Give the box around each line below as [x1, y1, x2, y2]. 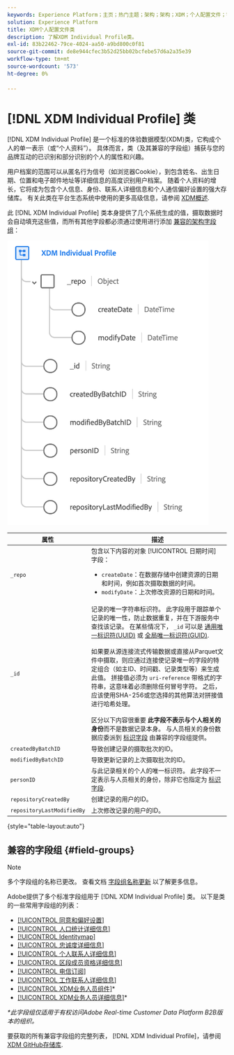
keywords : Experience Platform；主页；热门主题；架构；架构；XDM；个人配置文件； [7, 11, 226, 18]
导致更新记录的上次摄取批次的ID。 [91, 755, 189, 763]
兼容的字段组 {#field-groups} [7, 844, 135, 856]
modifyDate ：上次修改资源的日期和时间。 [101, 588, 219, 596]
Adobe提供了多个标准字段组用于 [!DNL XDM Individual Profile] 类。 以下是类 [7, 892, 225, 900]
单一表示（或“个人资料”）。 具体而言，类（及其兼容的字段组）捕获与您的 [19, 144, 225, 152]
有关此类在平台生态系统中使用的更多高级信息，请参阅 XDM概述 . [26, 194, 210, 202]
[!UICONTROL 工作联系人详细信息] [17, 976, 117, 984]
